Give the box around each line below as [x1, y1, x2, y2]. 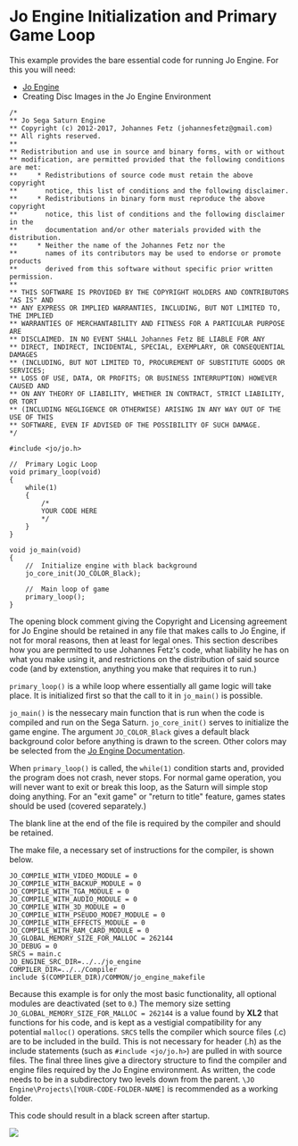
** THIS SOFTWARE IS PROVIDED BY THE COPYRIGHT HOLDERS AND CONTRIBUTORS [9, 287, 290, 296]
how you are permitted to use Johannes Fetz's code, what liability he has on [9, 644, 290, 655]
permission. [9, 272, 54, 281]
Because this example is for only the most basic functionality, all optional [9, 988, 277, 999]
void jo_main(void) [9, 545, 82, 554]
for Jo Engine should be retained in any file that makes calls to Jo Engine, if [9, 625, 286, 635]
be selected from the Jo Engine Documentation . [9, 745, 186, 756]
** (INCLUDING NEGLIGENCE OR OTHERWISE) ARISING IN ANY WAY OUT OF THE [9, 404, 281, 414]
